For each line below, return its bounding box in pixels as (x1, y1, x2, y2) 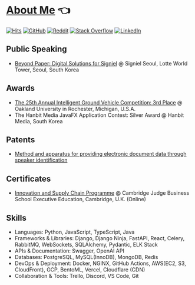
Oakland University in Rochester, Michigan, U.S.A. (14, 105, 136, 112)
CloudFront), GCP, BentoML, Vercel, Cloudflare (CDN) (14, 266, 146, 273)
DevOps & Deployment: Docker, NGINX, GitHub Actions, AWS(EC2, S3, (14, 260, 187, 267)
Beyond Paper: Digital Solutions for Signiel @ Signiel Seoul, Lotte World (14, 60, 188, 67)
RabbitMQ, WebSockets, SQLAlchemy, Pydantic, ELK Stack (14, 241, 158, 248)
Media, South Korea (14, 117, 63, 125)
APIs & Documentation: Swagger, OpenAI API (14, 247, 125, 254)
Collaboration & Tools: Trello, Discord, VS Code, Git (14, 273, 139, 279)
